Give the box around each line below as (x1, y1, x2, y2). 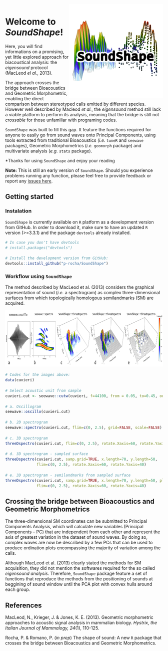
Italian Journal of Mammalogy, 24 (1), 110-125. (5, 625, 99, 631)
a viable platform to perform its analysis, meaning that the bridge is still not (5, 111, 159, 117)
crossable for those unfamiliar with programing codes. (5, 117, 117, 123)
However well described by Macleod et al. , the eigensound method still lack (5, 106, 161, 112)
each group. (5, 586, 30, 592)
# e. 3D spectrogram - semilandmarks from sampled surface (5, 473, 131, 478)
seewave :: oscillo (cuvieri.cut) (5, 409, 70, 414)
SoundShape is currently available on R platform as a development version (5, 219, 154, 225)
